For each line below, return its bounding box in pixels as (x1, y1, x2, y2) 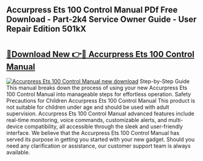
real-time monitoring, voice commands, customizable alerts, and (6, 117, 167, 123)
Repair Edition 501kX (6, 24, 87, 34)
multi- (168, 117, 184, 123)
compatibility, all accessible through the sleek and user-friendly (24, 123, 183, 130)
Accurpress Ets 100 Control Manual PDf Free (6, 5, 178, 15)
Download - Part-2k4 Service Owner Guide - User (6, 15, 197, 25)
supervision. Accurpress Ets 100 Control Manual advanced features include (6, 110, 195, 117)
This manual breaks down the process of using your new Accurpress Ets (6, 84, 188, 91)
